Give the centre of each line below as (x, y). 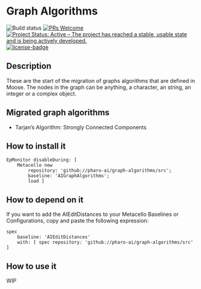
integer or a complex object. (41, 93)
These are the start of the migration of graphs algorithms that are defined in (101, 80)
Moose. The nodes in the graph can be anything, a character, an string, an (99, 87)
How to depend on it (45, 200)
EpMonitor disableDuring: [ (42, 160)
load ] (36, 181)
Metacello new (35, 165)
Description (29, 66)
